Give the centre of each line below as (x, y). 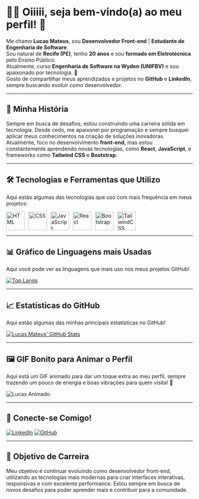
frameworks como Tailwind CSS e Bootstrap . (62, 155)
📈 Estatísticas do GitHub (53, 305)
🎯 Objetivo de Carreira (48, 457)
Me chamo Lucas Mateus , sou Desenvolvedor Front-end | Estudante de (95, 41)
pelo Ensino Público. (31, 60)
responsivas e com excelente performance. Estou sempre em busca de (93, 483)
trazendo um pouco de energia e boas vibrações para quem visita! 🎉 (90, 382)
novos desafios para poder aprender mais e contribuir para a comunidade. (97, 490)
